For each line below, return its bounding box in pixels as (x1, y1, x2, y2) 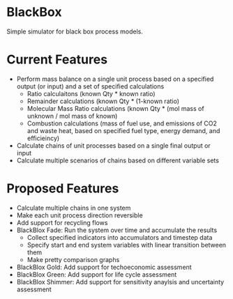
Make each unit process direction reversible (16, 210, 144, 220)
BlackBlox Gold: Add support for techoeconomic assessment (16, 263, 193, 271)
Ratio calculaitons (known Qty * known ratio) (27, 89, 156, 98)
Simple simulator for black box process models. (6, 27, 144, 36)
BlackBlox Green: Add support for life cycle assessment (16, 270, 177, 279)
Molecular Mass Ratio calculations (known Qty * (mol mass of (27, 104, 204, 112)
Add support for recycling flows (16, 218, 108, 227)
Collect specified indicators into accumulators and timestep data (27, 233, 213, 241)
